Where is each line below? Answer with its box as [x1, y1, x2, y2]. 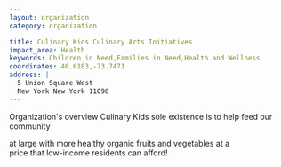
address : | [9, 70, 50, 80]
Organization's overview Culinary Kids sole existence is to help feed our [9, 111, 273, 122]
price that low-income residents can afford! [9, 147, 168, 158]
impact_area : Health [9, 45, 86, 54]
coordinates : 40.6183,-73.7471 [9, 62, 125, 71]
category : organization [9, 21, 98, 30]
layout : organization [9, 12, 90, 22]
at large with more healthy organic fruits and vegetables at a [9, 138, 230, 148]
